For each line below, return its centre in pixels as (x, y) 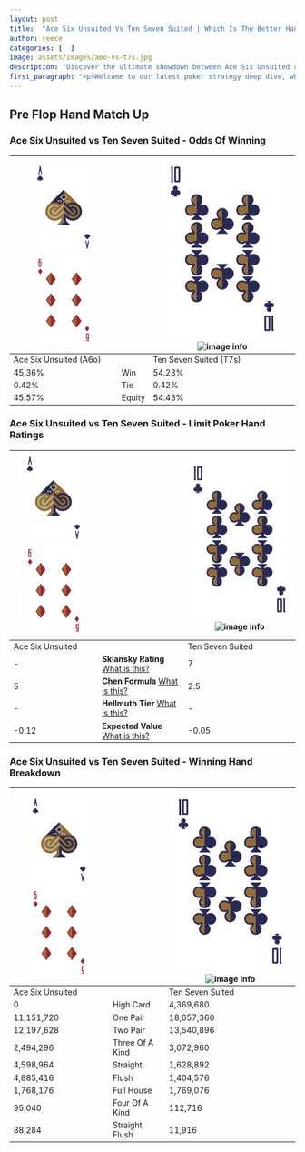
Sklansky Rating (133, 658)
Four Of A (130, 1103)
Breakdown (35, 773)
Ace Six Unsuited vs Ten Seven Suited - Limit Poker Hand (138, 424)
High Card (132, 1005)
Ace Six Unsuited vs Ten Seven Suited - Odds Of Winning (138, 141)
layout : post (34, 19)
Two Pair (128, 1030)
